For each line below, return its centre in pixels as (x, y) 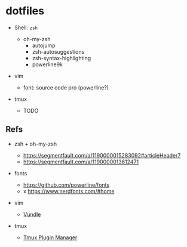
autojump (44, 45)
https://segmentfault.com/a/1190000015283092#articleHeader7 (102, 155)
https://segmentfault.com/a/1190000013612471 (81, 162)
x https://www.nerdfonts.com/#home (69, 191)
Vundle (32, 214)
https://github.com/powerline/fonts (66, 185)
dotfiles (25, 11)
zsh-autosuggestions (58, 51)
